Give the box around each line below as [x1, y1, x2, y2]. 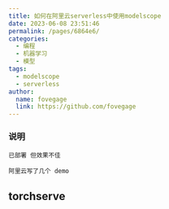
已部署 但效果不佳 [8, 151, 61, 159]
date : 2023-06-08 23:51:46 [8, 20, 100, 28]
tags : [8, 65, 27, 73]
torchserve [8, 189, 66, 203]
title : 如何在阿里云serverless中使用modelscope [8, 11, 162, 20]
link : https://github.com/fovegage [15, 102, 136, 111]
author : [8, 87, 35, 96]
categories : [8, 34, 49, 43]
